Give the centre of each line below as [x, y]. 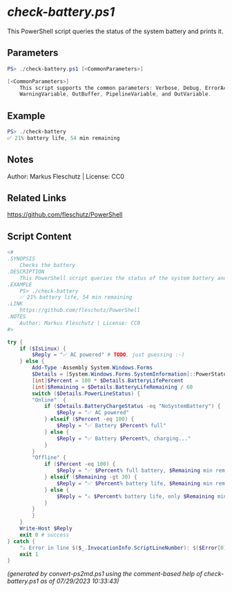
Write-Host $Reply [46, 528]
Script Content [39, 236]
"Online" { [49, 400]
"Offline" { [49, 458]
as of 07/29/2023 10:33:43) [80, 581]
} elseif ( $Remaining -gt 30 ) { [90, 477]
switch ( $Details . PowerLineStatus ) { [86, 394]
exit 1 [29, 554]
